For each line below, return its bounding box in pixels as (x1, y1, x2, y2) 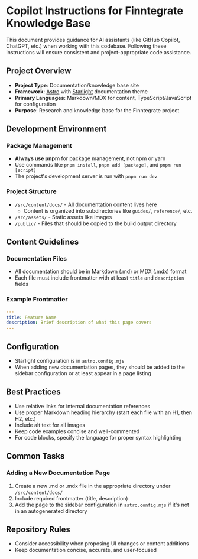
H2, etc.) (14, 415, 37, 422)
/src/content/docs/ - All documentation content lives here (14, 201, 157, 208)
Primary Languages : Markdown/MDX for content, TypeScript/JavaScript (14, 94, 192, 101)
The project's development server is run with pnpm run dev (14, 173, 158, 180)
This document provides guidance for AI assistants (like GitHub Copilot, (6, 36, 180, 43)
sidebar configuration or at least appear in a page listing (14, 370, 152, 377)
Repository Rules (6, 524, 71, 534)
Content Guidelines (6, 237, 79, 247)
